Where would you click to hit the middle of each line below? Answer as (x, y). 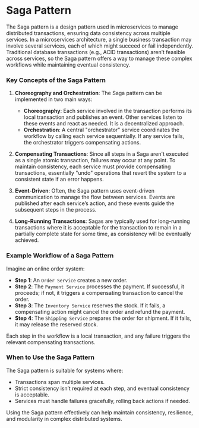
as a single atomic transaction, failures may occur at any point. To (95, 160)
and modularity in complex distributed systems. (64, 418)
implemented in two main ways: (53, 99)
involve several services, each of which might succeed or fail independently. (100, 46)
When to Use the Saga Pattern (50, 357)
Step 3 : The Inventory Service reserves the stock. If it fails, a (90, 305)
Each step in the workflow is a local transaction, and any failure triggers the (98, 336)
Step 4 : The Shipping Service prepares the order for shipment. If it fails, (103, 318)
